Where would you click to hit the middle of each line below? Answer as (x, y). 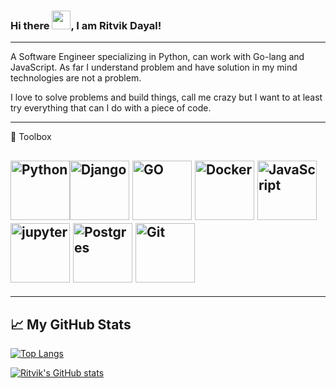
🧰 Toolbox (31, 137)
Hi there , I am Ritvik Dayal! (86, 25)
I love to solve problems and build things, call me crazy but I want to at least (166, 97)
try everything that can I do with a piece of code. (111, 108)
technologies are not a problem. (76, 78)
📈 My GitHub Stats (71, 324)
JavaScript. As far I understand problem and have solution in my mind (154, 67)
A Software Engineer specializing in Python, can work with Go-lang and (157, 57)
